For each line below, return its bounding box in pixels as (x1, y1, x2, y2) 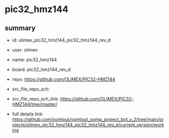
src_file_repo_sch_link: (12, 96, 59, 102)
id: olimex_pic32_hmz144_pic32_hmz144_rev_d (12, 37, 111, 43)
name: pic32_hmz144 (12, 57, 57, 63)
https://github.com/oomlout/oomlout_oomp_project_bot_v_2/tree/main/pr (12, 116, 164, 122)
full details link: (12, 111, 44, 117)
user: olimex (12, 47, 38, 53)
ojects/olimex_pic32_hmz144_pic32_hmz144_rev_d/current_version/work (12, 122, 164, 127)
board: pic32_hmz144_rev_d (12, 67, 71, 72)
